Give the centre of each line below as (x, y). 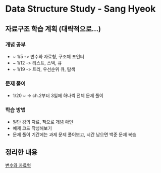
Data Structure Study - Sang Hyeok (80, 9)
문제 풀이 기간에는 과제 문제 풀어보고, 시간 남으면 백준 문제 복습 (74, 134)
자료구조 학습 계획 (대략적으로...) (53, 29)
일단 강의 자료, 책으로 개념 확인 (43, 122)
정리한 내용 (21, 152)
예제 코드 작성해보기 (32, 128)
